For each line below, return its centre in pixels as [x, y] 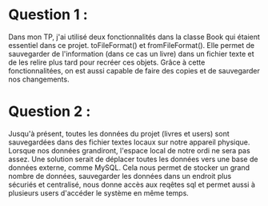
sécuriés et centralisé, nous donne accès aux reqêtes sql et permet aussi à [132, 184]
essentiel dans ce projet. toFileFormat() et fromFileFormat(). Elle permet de [132, 45]
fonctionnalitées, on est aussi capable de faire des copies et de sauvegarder [134, 70]
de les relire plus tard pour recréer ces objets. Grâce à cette [107, 62]
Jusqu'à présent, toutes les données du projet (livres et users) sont [119, 133]
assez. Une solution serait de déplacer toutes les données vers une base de [133, 159]
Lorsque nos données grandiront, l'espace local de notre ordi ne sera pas [129, 150]
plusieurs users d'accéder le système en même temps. [99, 192]
